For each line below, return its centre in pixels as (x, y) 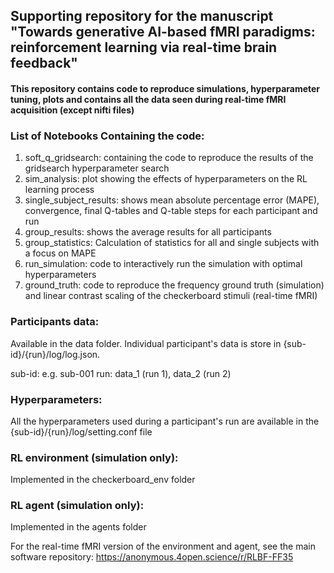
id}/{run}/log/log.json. (55, 354)
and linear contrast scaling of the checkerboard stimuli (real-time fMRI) (171, 296)
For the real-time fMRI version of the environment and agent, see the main (163, 546)
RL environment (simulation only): (94, 457)
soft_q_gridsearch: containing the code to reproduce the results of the (169, 158)
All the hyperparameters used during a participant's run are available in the (165, 421)
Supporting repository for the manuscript (142, 16)
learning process (59, 190)
